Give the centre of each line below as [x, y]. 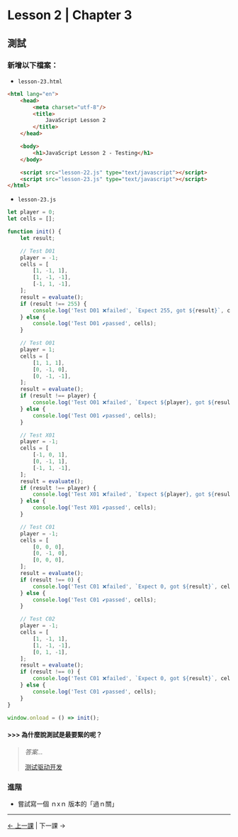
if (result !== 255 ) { [53, 304]
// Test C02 [38, 619]
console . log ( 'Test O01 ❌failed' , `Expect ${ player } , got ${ [124, 403]
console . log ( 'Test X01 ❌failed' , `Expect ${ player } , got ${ [124, 494]
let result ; [38, 238]
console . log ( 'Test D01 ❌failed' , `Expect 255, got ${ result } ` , [129, 310]
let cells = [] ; [31, 219]
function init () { [34, 231]
